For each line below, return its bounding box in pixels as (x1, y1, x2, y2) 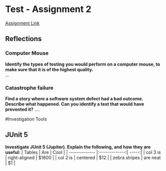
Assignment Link (5, 20, 40, 26)
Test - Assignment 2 (5, 4, 92, 15)
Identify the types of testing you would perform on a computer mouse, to (5, 61, 160, 67)
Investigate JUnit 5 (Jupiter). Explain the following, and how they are (5, 144, 151, 150)
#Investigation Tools (5, 116, 47, 122)
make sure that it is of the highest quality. (5, 66, 94, 72)
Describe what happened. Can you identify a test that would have (5, 101, 144, 107)
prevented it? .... (5, 106, 40, 112)
